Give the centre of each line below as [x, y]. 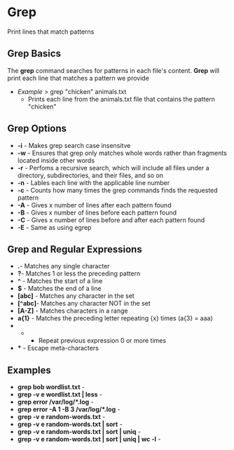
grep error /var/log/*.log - [55, 402]
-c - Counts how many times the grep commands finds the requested [118, 190]
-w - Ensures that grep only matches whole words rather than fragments [122, 153]
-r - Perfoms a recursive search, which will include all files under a [113, 168]
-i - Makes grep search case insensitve [74, 145]
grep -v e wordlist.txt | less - [60, 395]
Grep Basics [34, 54]
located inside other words [56, 160]
